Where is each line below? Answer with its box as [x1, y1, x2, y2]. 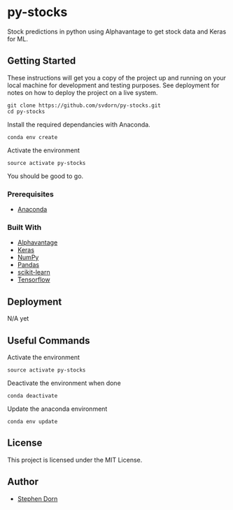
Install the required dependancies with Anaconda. [7, 120, 150, 129]
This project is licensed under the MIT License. [7, 456, 143, 464]
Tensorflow [17, 275, 50, 284]
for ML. [7, 34, 28, 43]
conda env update [7, 418, 58, 425]
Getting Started [7, 55, 76, 67]
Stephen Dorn [17, 494, 58, 503]
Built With [7, 222, 42, 232]
